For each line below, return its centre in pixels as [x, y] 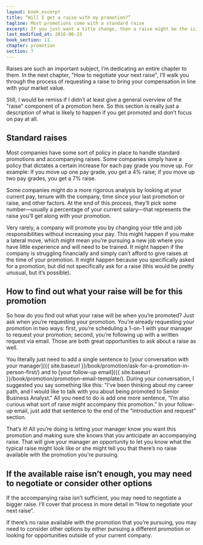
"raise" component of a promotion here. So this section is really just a [93, 106]
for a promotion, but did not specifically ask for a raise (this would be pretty [100, 266]
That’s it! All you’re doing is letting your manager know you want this [91, 429]
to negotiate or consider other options [79, 483]
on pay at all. [22, 119]
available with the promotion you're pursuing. [63, 455]
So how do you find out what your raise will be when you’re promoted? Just [100, 315]
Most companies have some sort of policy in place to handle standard [93, 153]
